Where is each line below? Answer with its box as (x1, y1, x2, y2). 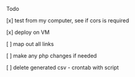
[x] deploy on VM (6, 28, 50, 36)
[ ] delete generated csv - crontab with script (6, 64, 119, 71)
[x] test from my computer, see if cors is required (6, 17, 130, 24)
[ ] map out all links (6, 41, 54, 47)
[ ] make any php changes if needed (6, 52, 97, 59)
